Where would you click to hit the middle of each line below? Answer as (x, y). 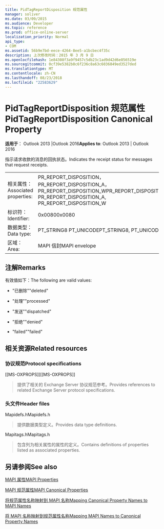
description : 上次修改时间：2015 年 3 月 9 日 (50, 55)
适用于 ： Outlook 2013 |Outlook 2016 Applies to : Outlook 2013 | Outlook (77, 144)
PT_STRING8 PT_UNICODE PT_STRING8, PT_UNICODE (100, 230)
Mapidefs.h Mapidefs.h (28, 415)
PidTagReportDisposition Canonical (79, 119)
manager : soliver (23, 14)
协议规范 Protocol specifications (43, 363)
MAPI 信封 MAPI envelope (67, 245)
